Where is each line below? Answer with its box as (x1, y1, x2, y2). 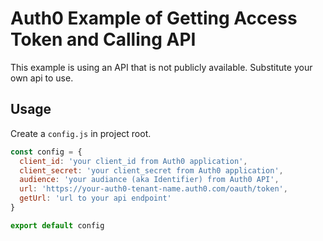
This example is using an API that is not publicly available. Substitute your (10, 61, 313, 73)
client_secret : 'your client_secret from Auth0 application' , (19, 165, 284, 176)
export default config (10, 220, 105, 231)
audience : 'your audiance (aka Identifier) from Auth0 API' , (19, 175, 280, 185)
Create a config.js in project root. (10, 127, 152, 139)
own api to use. (10, 72, 74, 84)
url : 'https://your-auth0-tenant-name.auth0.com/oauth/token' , (19, 184, 288, 194)
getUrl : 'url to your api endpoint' (19, 193, 172, 204)
